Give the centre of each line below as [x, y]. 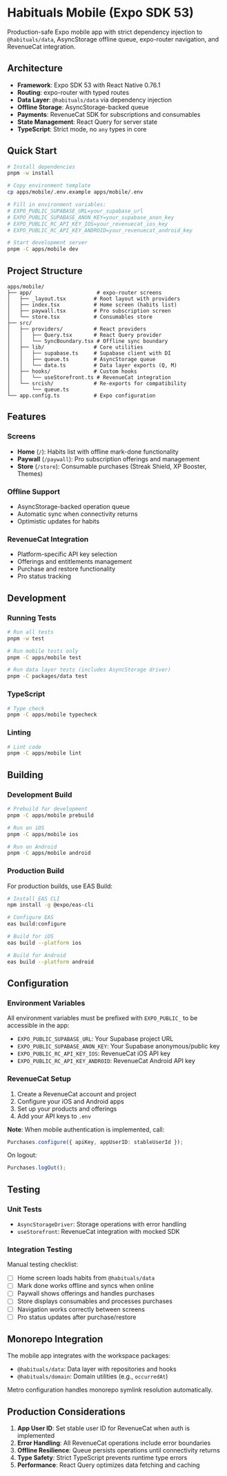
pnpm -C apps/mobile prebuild [51, 815]
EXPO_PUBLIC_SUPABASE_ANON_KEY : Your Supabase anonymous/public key [118, 1046]
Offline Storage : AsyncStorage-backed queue [83, 107]
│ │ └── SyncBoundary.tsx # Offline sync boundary [88, 341]
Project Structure [45, 271]
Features [27, 417]
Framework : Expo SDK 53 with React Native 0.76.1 [89, 85]
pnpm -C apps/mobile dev [43, 249]
